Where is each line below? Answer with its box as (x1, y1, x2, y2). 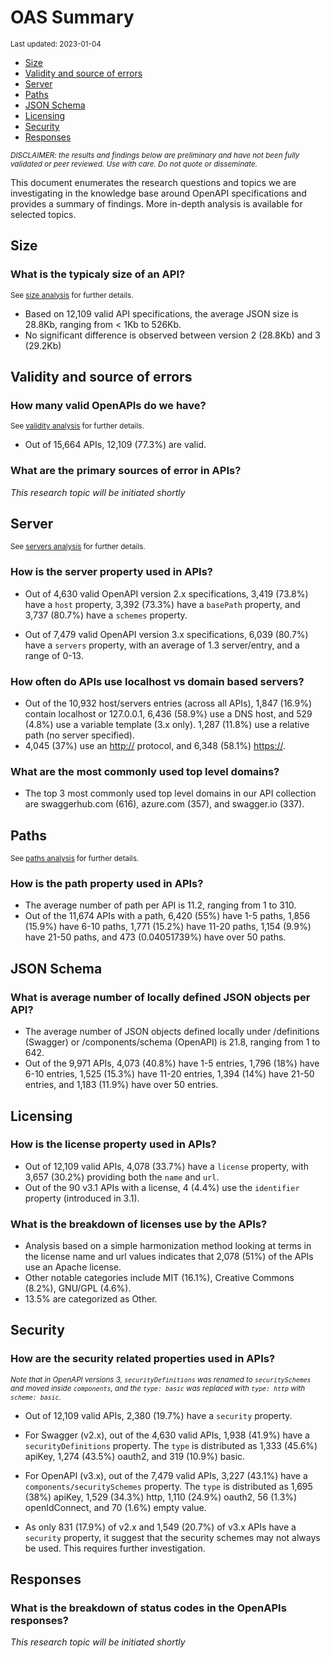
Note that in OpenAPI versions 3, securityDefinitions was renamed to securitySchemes (10, 1374, 312, 1385)
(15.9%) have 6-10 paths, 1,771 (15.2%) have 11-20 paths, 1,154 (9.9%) (24, 921, 312, 933)
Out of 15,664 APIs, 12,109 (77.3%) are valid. (24, 439, 207, 451)
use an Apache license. (24, 1261, 122, 1273)
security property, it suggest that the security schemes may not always (24, 1531, 321, 1543)
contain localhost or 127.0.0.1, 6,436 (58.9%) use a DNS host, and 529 (24, 708, 313, 720)
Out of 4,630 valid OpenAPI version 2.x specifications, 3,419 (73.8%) (24, 587, 309, 600)
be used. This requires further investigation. (24, 1542, 206, 1554)
